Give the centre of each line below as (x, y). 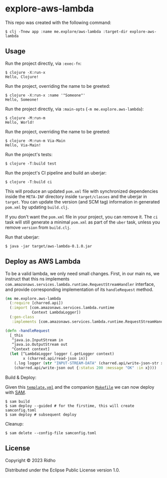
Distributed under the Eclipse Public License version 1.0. (63, 470)
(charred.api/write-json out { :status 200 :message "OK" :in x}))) (85, 368)
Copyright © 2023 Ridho (30, 460)
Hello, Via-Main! (23, 145)
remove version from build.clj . (38, 227)
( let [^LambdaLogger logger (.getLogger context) (62, 354)
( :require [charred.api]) (37, 303)
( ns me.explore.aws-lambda (33, 298)
